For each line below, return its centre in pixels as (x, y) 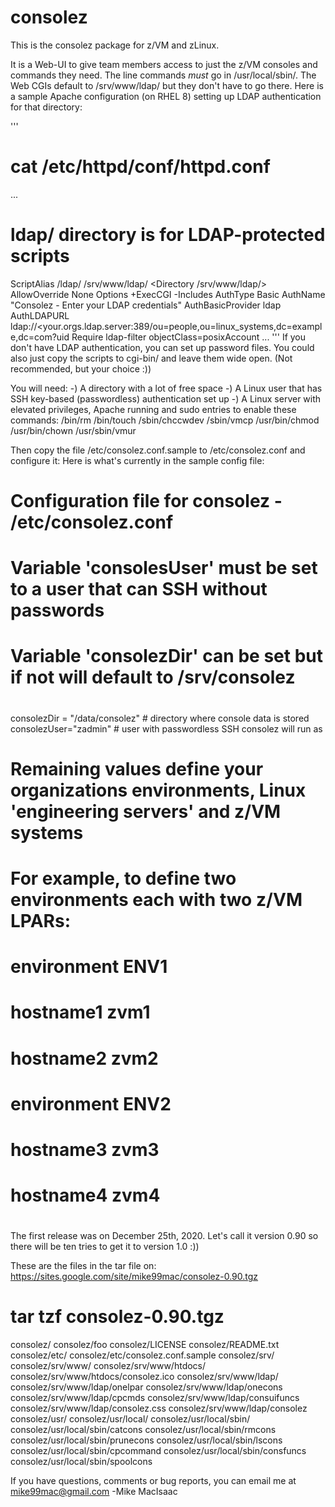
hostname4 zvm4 (85, 1195)
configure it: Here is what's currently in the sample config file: (137, 460)
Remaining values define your (137, 768)
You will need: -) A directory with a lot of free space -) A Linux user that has (166, 388)
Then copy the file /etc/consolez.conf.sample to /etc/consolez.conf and (158, 450)
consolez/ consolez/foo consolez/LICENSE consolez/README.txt (145, 1345)
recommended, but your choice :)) (81, 368)
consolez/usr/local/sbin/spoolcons (81, 1462)
